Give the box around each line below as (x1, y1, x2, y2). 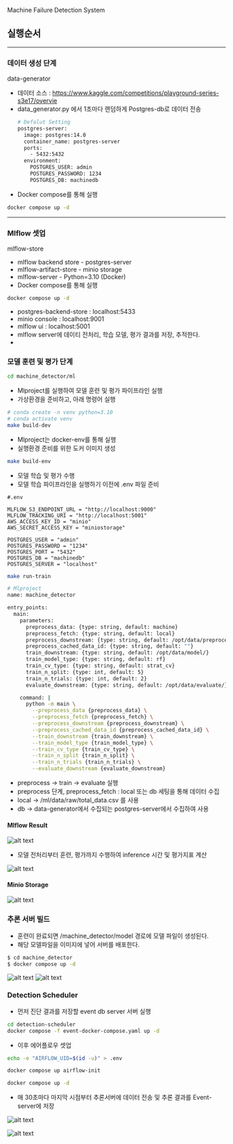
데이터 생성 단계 (7, 58, 57, 68)
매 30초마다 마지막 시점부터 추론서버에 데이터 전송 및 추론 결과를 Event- (17, 1093, 212, 1102)
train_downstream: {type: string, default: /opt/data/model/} (25, 649, 209, 657)
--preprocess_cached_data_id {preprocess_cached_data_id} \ (32, 726, 209, 733)
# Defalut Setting (17, 119, 71, 126)
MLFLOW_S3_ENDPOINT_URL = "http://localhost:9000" (7, 506, 157, 513)
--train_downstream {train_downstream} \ (32, 732, 154, 740)
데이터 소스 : (17, 89, 51, 97)
